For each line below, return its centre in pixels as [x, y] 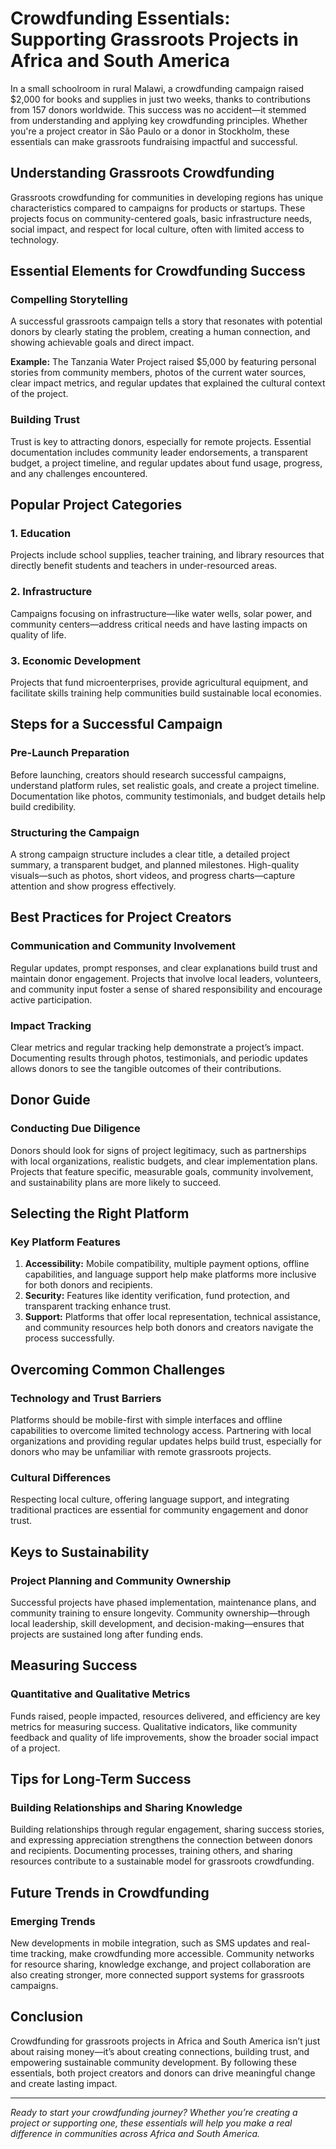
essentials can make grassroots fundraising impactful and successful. [154, 141]
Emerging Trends [53, 1921]
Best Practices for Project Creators [121, 917]
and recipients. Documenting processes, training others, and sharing [151, 1851]
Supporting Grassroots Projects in [155, 39]
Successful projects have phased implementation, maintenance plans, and [163, 1603]
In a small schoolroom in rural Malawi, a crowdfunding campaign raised [157, 88]
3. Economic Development [75, 660]
